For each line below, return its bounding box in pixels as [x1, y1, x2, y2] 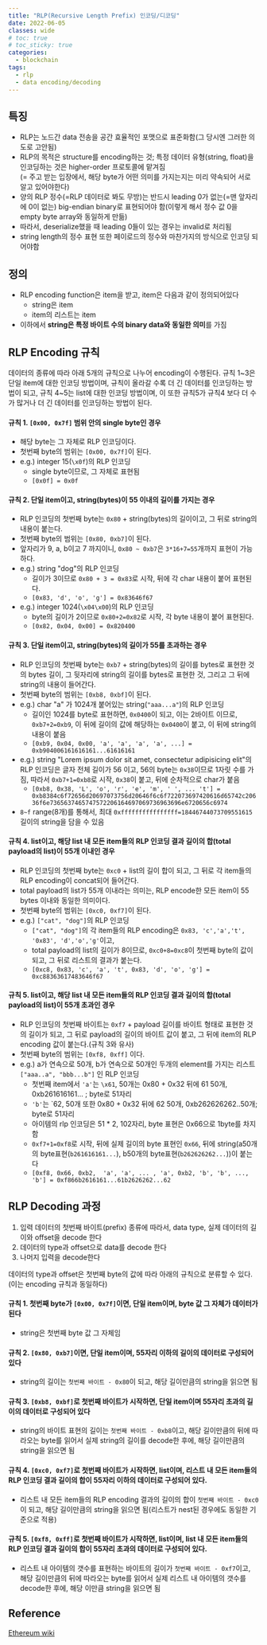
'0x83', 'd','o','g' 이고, [31, 935, 115, 944]
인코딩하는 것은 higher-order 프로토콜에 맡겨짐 [19, 162, 166, 172]
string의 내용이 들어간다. [19, 679, 97, 689]
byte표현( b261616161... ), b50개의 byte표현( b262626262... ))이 [40, 1148, 238, 1159]
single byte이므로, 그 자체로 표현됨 [31, 467, 141, 476]
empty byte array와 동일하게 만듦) [19, 212, 128, 221]
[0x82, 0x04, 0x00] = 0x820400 [31, 623, 136, 631]
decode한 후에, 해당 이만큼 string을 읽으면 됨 [19, 1583, 161, 1592]
